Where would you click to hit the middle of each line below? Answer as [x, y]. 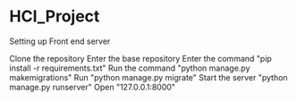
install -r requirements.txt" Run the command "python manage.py [130, 68]
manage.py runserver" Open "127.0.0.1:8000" [93, 87]
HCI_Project [55, 17]
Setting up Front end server [60, 41]
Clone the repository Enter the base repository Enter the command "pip [141, 58]
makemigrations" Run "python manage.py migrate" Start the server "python [148, 77]
